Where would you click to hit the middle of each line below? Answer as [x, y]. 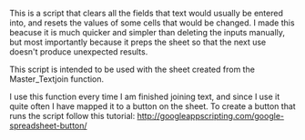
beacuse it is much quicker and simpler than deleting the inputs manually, [147, 32]
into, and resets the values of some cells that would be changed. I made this [152, 23]
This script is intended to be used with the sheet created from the [132, 69]
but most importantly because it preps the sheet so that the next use [138, 42]
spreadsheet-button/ [49, 125]
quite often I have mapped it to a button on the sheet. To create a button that [152, 106]
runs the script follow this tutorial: [72, 116]
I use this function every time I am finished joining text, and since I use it [145, 96]
